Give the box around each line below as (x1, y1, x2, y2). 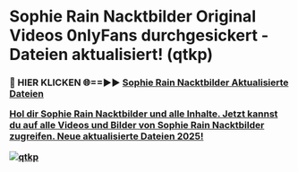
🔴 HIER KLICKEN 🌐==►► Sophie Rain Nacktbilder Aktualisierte (9, 76, 289, 89)
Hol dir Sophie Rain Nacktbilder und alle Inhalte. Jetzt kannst (9, 107, 278, 120)
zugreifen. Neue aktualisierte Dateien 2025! (9, 130, 204, 142)
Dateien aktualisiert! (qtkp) (9, 45, 213, 64)
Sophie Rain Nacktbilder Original (9, 6, 257, 27)
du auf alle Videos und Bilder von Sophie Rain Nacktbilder (9, 119, 265, 132)
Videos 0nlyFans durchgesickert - (9, 25, 269, 46)
